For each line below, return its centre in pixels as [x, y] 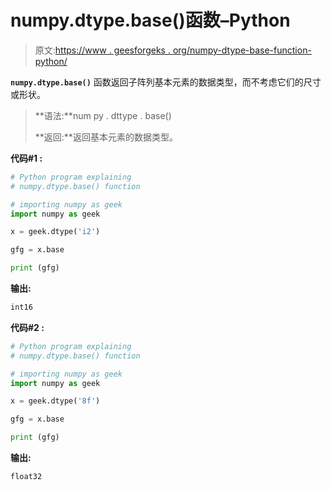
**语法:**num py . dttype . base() [103, 115]
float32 [26, 477]
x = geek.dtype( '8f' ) [55, 401]
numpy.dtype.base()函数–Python [150, 20]
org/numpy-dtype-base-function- [242, 50]
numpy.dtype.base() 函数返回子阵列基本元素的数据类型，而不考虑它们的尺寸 [166, 82]
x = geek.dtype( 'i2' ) [55, 232]
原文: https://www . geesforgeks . [102, 50]
